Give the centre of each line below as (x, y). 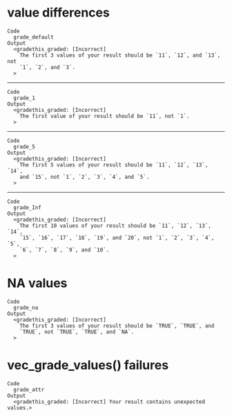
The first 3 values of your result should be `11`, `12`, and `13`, (120, 55)
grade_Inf (27, 207)
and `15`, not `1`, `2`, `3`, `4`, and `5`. (85, 177)
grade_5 (25, 146)
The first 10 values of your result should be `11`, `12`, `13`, (116, 226)
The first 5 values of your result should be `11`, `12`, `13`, (114, 165)
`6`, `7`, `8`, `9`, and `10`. (65, 250)
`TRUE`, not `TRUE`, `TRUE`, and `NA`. (77, 332)
